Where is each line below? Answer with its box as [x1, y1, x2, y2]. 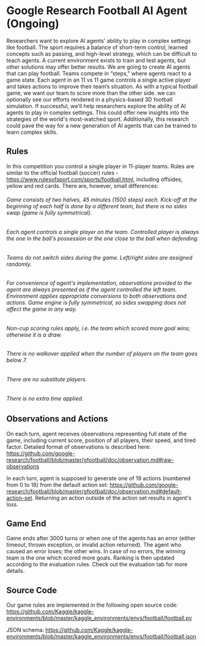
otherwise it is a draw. [6, 331, 62, 338]
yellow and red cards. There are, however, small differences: [6, 182, 159, 189]
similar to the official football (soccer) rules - [6, 169, 119, 176]
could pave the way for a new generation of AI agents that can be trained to [6, 122, 197, 129]
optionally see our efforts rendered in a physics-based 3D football [6, 96, 173, 103]
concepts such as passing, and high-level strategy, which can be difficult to [6, 50, 197, 57]
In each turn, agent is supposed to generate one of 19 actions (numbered [6, 474, 191, 482]
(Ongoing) [6, 17, 59, 31]
